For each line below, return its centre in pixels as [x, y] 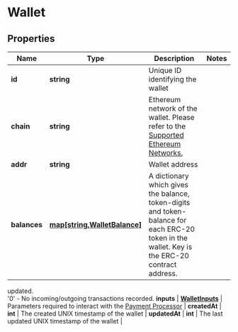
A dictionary [169, 176]
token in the [168, 238]
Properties [31, 39]
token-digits [169, 203]
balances [27, 225]
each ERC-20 [172, 229]
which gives [169, 185]
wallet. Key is [170, 247]
